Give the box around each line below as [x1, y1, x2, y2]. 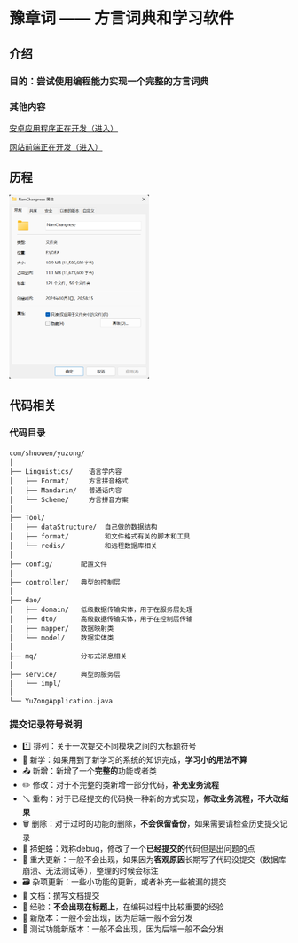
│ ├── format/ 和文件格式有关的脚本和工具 [9, 531, 191, 541]
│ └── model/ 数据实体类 [9, 633, 114, 642]
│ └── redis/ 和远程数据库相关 [9, 541, 158, 550]
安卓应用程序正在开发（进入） [9, 122, 118, 133]
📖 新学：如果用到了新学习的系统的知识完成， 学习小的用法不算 [21, 754, 247, 765]
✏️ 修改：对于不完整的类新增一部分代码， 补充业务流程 [21, 779, 220, 790]
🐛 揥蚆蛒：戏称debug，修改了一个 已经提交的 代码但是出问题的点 [21, 843, 255, 853]
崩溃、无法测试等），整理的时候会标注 [21, 865, 159, 876]
